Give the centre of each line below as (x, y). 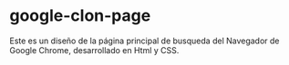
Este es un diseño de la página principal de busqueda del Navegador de (144, 41)
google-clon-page (80, 16)
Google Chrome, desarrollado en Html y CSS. (94, 50)
